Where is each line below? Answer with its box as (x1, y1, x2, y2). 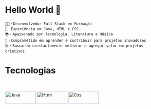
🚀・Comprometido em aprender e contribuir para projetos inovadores (5, 38, 146, 43)
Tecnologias (5, 65, 56, 76)
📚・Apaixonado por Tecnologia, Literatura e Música (5, 32, 113, 36)
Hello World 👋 (5, 4, 61, 16)
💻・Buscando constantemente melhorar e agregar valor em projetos (5, 43, 144, 48)
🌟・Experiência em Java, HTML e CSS (5, 26, 79, 31)
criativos (5, 49, 25, 54)
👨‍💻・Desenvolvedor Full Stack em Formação (5, 21, 92, 26)
